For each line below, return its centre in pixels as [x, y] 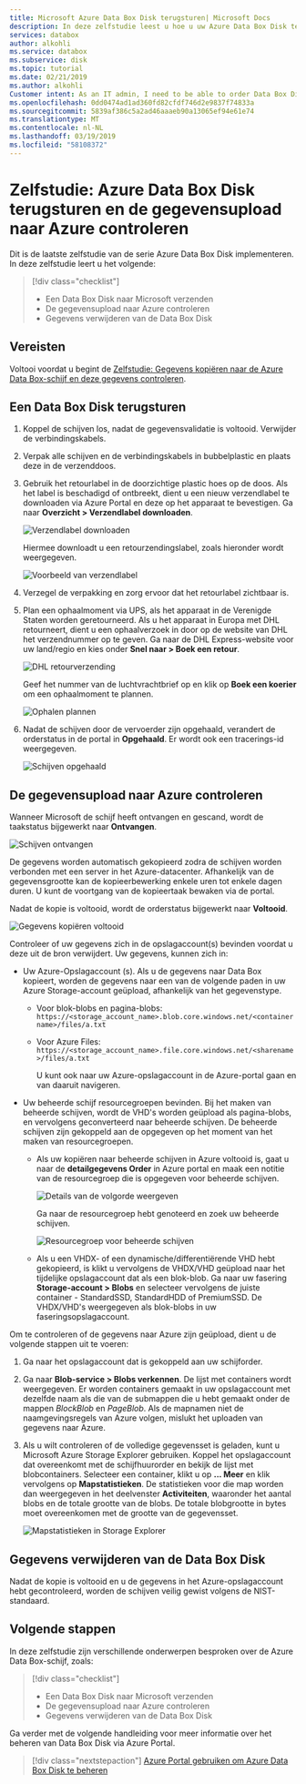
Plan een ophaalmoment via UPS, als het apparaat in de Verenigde [147, 610]
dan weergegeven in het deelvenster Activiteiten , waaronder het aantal [157, 1493]
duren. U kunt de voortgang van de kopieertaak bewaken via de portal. [142, 891]
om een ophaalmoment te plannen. [88, 694]
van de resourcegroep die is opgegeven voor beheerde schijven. [158, 1178]
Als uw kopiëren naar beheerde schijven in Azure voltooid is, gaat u [163, 1159]
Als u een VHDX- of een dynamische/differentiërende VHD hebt [156, 1259]
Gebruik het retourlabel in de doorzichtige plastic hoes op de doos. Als [155, 484]
